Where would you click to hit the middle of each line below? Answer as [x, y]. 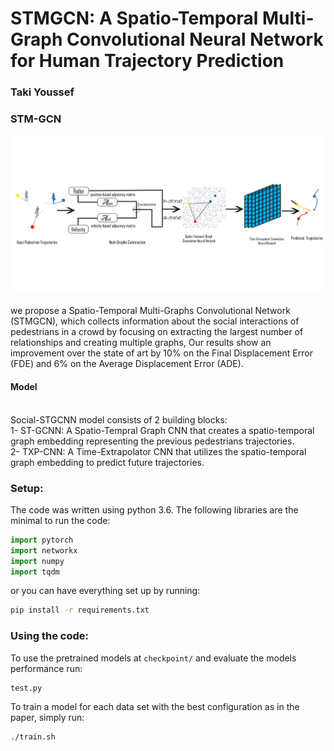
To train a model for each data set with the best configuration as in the [155, 707]
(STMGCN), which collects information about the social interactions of [155, 321]
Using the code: [49, 636]
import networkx [44, 550]
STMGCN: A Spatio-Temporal [134, 18]
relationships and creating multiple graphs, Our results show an [141, 343]
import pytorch [42, 540]
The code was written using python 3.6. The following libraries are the [154, 509]
